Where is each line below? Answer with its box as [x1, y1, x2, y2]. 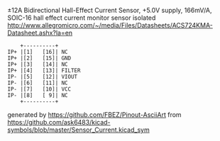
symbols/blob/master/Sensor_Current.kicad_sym [7, 125, 150, 134]
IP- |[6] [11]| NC [7, 79, 69, 86]
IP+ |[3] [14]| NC [7, 61, 69, 68]
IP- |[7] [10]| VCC [7, 86, 72, 93]
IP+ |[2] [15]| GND [7, 55, 72, 62]
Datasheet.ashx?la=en [7, 28, 73, 37]
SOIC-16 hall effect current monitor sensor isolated [7, 13, 156, 22]
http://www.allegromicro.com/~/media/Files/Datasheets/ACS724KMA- [7, 21, 213, 29]
